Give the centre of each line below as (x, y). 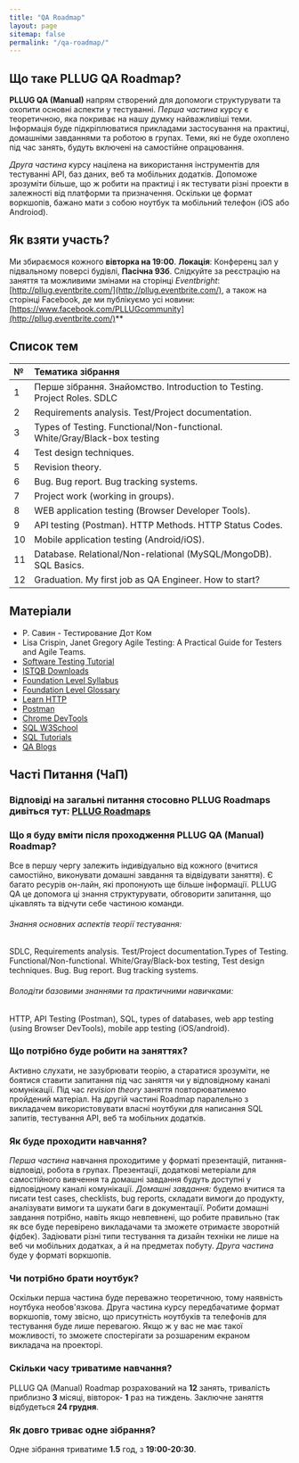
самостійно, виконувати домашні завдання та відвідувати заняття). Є (141, 875)
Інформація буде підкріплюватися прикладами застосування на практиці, (149, 128)
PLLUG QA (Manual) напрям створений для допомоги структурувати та (145, 100)
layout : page (33, 26)
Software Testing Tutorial (68, 661)
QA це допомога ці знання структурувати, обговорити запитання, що (140, 894)
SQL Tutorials (47, 737)
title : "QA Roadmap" (48, 17)
